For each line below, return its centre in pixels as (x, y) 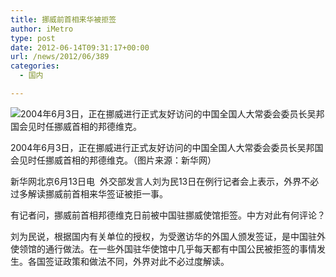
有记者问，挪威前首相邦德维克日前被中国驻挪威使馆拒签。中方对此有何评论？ (168, 215)
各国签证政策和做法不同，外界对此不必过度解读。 (128, 261)
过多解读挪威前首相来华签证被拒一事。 (89, 193)
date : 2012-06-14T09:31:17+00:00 (80, 47)
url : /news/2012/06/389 (60, 57)
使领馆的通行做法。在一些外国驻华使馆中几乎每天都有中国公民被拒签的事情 (163, 248)
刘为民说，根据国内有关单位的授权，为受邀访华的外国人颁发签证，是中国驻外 (168, 236)
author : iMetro (42, 29)
